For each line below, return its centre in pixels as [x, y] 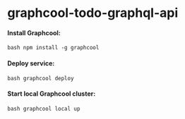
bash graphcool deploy [41, 78]
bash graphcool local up [44, 108]
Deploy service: [31, 63]
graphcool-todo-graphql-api [93, 13]
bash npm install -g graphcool [53, 48]
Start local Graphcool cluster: [52, 94]
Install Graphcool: [34, 32]
